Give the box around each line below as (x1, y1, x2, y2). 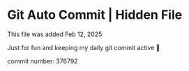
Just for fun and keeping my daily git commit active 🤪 (7, 43, 160, 52)
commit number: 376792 (7, 56, 78, 65)
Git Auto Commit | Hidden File (7, 7, 183, 23)
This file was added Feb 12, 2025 (7, 30, 103, 38)
